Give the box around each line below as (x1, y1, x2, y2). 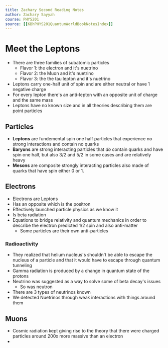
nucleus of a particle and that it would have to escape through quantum (12, 257, 160, 263)
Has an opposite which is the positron (12, 201, 91, 207)
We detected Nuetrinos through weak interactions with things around (12, 295, 155, 301)
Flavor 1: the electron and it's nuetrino (20, 65, 98, 71)
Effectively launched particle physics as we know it (12, 206, 118, 212)
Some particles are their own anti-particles (20, 227, 109, 234)
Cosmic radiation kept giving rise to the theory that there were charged (12, 327, 159, 333)
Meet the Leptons (5, 43, 80, 54)
